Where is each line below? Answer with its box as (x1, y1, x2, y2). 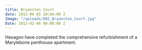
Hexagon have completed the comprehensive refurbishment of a (5, 34, 138, 40)
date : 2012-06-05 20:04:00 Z (5, 12, 66, 17)
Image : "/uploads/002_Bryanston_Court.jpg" (5, 16, 97, 21)
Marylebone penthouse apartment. (5, 40, 76, 46)
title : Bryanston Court (5, 7, 55, 12)
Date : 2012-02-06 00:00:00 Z (5, 21, 66, 26)
